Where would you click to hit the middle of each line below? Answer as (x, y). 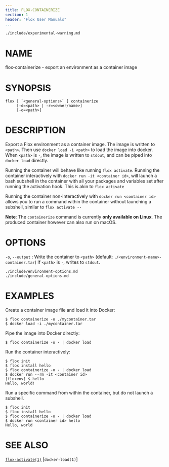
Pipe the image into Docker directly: (43, 333)
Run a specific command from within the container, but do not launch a (79, 393)
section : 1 (17, 15)
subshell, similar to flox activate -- (44, 207)
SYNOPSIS (28, 88)
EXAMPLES (30, 296)
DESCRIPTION (35, 130)
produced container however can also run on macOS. (61, 222)
